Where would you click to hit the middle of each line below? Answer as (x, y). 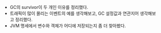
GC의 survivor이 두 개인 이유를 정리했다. (49, 7)
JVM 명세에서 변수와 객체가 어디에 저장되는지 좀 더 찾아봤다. (68, 26)
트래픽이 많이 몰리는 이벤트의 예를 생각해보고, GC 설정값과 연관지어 (74, 13)
